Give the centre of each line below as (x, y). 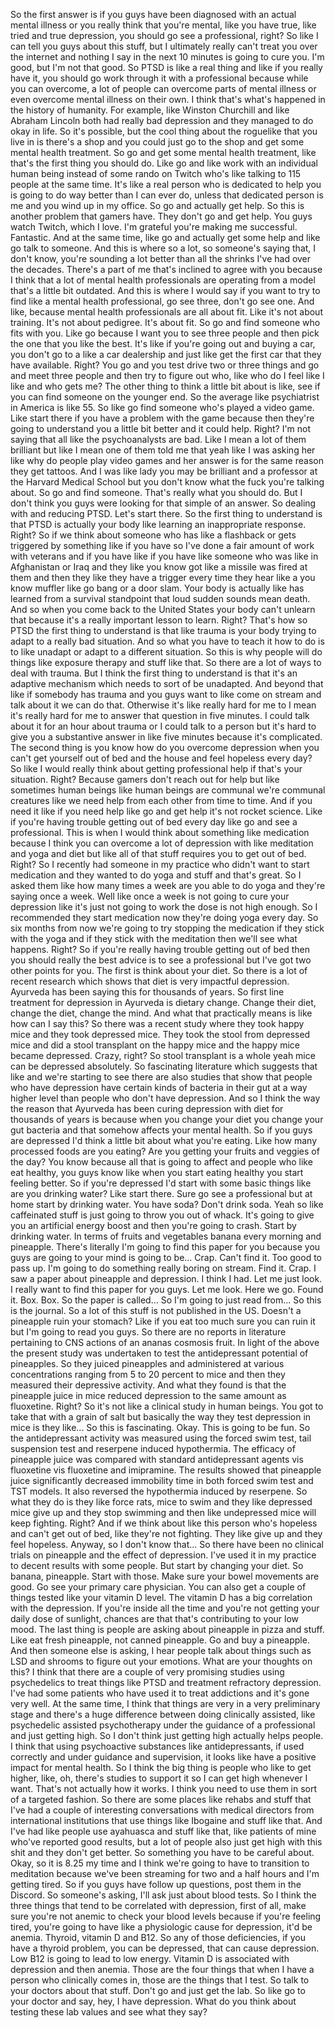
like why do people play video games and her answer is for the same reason (167, 460)
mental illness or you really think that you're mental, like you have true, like (163, 25)
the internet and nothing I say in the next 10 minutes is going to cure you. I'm (167, 57)
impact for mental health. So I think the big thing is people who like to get (161, 1767)
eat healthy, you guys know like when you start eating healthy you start (157, 1172)
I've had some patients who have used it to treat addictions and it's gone (160, 1693)
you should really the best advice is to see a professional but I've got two (161, 960)
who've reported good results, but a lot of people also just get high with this (166, 1842)
